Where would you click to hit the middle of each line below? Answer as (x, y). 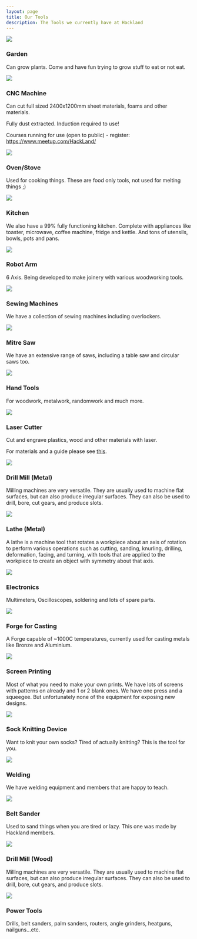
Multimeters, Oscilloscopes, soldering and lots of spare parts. (81, 600)
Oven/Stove (24, 167)
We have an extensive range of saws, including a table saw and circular (93, 355)
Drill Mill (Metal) (29, 477)
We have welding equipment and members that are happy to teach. (87, 788)
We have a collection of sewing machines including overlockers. (84, 317)
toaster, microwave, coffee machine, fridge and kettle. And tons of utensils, (97, 232)
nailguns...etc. (23, 930)
